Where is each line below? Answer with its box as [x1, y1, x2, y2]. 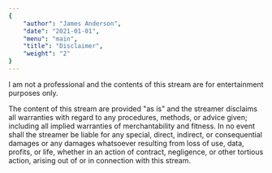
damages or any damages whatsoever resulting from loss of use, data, [8, 138, 245, 148]
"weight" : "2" [23, 50, 71, 58]
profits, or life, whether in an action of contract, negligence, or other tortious [8, 147, 264, 157]
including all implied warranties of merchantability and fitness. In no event [8, 121, 256, 131]
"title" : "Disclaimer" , [23, 42, 104, 50]
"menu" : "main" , [23, 34, 79, 43]
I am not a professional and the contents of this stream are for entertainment [8, 79, 264, 89]
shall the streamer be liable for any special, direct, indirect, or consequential [8, 129, 262, 139]
